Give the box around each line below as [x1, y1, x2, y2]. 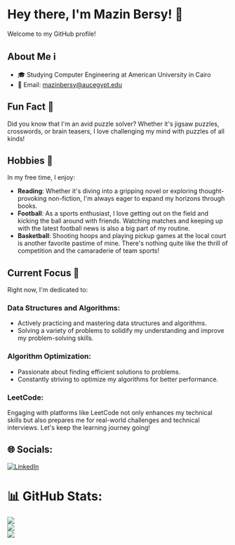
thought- [199, 187, 224, 195]
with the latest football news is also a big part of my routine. [17, 224, 191, 232]
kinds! [7, 134, 25, 143]
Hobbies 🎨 [7, 155, 53, 166]
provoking [17, 195, 47, 203]
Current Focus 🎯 [7, 267, 80, 279]
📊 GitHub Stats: [7, 488, 103, 504]
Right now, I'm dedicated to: [7, 286, 88, 294]
